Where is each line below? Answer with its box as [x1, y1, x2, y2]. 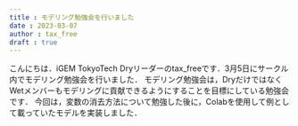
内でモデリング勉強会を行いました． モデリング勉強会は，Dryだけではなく [9, 75, 283, 85]
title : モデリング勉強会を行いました [9, 12, 135, 22]
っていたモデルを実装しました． [24, 107, 143, 118]
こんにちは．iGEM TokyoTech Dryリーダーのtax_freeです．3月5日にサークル [9, 63, 289, 74]
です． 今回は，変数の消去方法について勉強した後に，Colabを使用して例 [9, 97, 275, 107]
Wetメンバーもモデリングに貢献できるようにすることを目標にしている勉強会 [9, 85, 290, 96]
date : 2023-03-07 [9, 21, 78, 30]
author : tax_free [9, 29, 78, 38]
